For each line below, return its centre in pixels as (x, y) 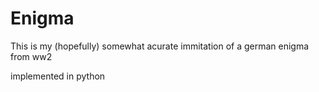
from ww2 (31, 56)
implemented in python (58, 76)
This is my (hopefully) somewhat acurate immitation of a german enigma (160, 46)
